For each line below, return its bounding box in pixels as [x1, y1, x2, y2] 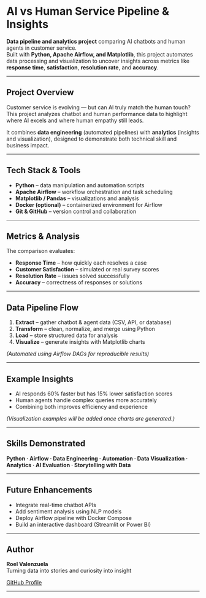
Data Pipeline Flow [6, 302, 78, 313]
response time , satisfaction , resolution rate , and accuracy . [6, 63, 159, 71]
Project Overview [6, 87, 74, 98]
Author [6, 545, 34, 555]
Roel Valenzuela [6, 561, 48, 568]
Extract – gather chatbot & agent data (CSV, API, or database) [15, 319, 172, 326]
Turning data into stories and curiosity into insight [6, 567, 132, 575]
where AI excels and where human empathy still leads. [6, 117, 144, 124]
